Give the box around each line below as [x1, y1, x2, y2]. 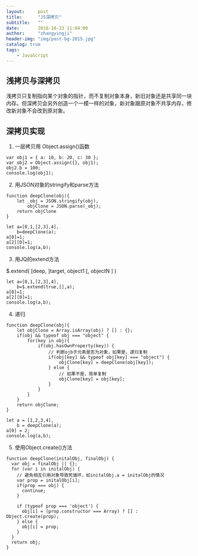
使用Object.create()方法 [14, 444, 72, 451]
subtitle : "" [6, 19, 44, 25]
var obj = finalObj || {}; [11, 461, 78, 467]
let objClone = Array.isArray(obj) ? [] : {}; [16, 328, 133, 334]
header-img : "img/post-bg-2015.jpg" [6, 36, 96, 42]
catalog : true [6, 42, 41, 48]
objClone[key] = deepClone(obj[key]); [58, 360, 154, 366]
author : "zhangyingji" [6, 31, 72, 37]
